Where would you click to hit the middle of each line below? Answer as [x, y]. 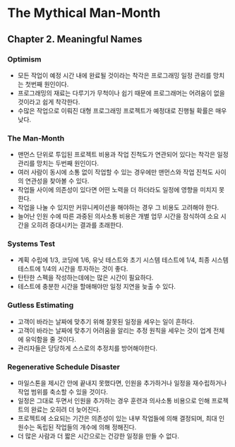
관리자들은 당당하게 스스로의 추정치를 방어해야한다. [87, 348]
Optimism [24, 59]
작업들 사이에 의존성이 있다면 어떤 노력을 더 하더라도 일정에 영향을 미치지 [117, 190]
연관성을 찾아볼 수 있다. [57, 181]
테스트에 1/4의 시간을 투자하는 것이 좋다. [73, 269]
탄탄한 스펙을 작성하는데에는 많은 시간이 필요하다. [85, 278]
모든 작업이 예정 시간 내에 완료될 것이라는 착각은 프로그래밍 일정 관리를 [114, 75]
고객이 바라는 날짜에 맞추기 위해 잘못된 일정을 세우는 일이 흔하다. [106, 321]
